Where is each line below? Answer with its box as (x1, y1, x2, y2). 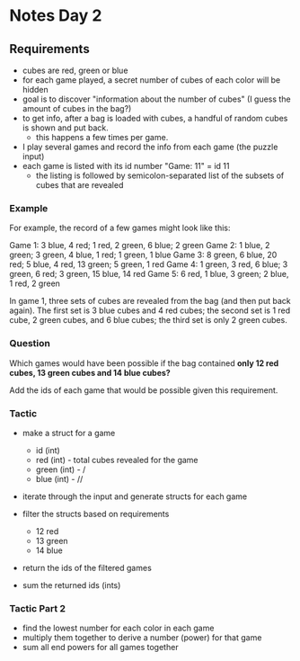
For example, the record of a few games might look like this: (9, 222, 231, 234)
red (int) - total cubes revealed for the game (35, 454, 199, 465)
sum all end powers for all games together (22, 642, 179, 653)
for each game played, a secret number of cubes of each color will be (22, 75, 281, 85)
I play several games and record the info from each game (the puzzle (22, 141, 278, 152)
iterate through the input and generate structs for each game (22, 491, 248, 502)
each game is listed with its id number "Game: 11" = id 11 (22, 161, 231, 171)
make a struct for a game (22, 427, 116, 438)
